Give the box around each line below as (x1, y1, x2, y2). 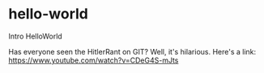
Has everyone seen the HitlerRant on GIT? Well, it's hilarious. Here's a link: (8, 47, 257, 56)
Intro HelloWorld (8, 31, 62, 41)
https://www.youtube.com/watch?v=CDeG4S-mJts (8, 55, 179, 65)
